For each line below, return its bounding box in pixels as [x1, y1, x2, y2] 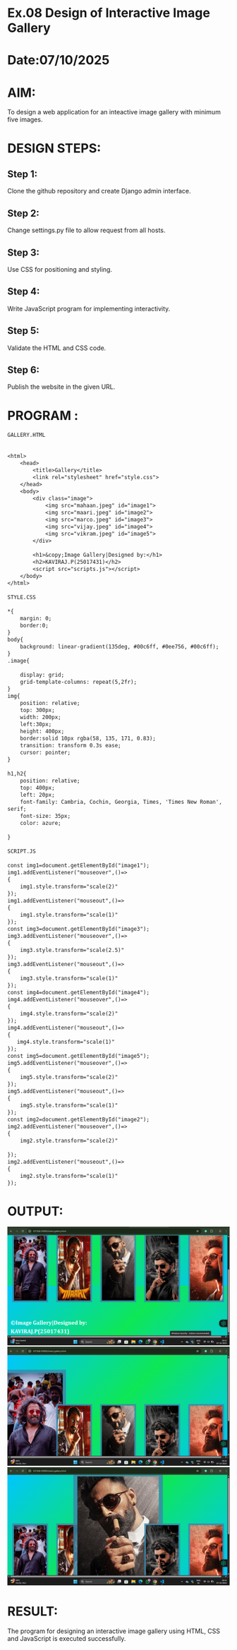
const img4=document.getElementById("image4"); [7, 989, 150, 996]
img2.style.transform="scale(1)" [20, 1173, 119, 1180]
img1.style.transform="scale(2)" [20, 884, 119, 891]
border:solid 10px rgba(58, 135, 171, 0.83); [20, 735, 157, 742]
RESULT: [7, 1603, 59, 1620]
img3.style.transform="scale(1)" [20, 975, 119, 982]
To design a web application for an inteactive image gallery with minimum [7, 108, 221, 116]
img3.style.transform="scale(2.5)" [20, 947, 125, 954]
